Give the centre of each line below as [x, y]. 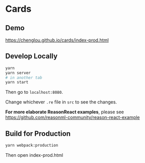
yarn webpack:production [32, 146]
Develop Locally [32, 56]
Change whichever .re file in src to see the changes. [61, 102]
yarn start [17, 83]
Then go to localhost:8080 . [34, 92]
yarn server [18, 73]
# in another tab [24, 77]
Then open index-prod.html [34, 155]
